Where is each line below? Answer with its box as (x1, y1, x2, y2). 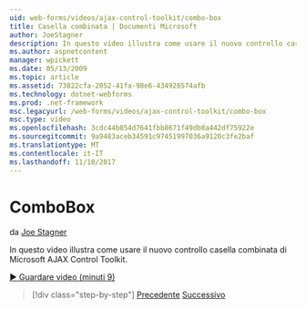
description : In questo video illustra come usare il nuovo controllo (9, 38, 283, 48)
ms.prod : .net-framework (9, 98, 104, 108)
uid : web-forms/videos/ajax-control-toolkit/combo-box (9, 13, 222, 23)
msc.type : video (9, 115, 71, 124)
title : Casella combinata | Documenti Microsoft (9, 22, 198, 31)
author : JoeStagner (9, 30, 84, 39)
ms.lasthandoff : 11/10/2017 (9, 157, 117, 167)
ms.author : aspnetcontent (9, 47, 107, 57)
